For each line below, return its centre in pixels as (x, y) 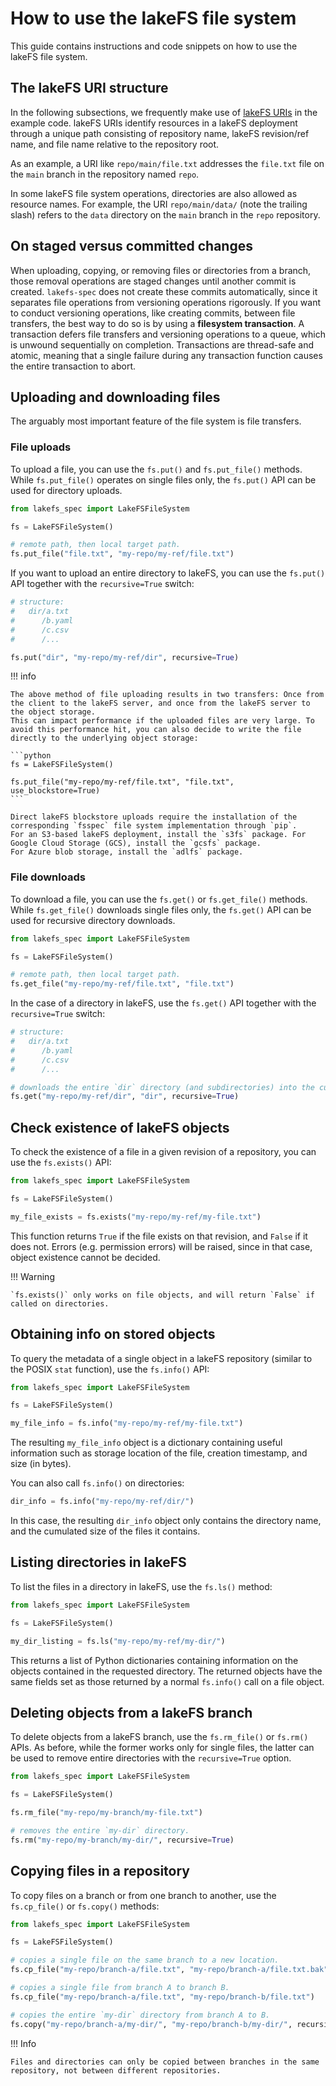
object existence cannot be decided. (85, 1257)
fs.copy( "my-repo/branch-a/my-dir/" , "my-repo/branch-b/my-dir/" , (151, 2024)
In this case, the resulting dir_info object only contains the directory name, (166, 1521)
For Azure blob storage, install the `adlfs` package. (127, 852)
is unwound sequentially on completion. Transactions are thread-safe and (162, 344)
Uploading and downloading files (115, 397)
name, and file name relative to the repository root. (115, 144)
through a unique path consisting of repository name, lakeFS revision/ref (160, 133)
